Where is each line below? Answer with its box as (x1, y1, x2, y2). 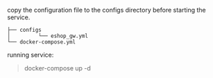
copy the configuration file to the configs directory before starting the (7, 6, 206, 14)
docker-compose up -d (24, 64, 92, 72)
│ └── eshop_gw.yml (7, 32, 89, 39)
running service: (7, 51, 54, 59)
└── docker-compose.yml (7, 39, 76, 46)
